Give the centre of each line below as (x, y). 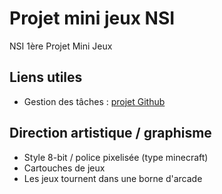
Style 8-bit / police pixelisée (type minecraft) (116, 157)
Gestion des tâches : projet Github (94, 101)
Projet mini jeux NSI (92, 18)
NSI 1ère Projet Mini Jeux (61, 46)
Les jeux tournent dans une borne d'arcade (113, 178)
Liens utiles (46, 77)
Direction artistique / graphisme (110, 133)
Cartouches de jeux (64, 168)
